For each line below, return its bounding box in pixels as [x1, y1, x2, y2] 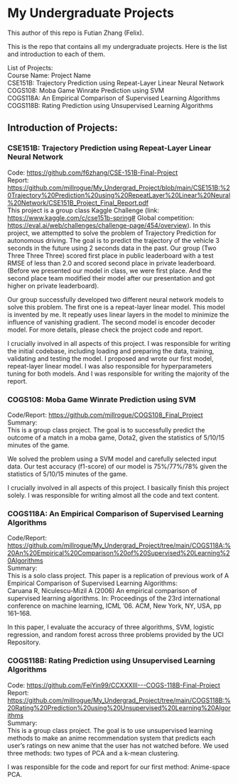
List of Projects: [7, 63, 53, 72]
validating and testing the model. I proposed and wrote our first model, [7, 354, 215, 363]
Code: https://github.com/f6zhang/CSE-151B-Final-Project [7, 168, 178, 177]
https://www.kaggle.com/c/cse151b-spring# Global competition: [7, 213, 195, 222]
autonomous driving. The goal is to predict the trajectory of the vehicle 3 [7, 236, 220, 244]
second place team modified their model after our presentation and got [7, 273, 215, 282]
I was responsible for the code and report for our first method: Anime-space [7, 762, 230, 771]
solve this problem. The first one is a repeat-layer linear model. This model [7, 303, 226, 311]
